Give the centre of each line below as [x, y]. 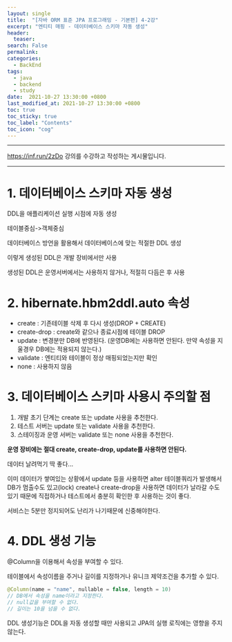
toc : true [21, 110]
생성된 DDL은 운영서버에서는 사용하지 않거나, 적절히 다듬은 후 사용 [96, 272]
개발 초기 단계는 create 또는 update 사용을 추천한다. [88, 417]
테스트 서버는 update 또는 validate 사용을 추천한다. [86, 426]
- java [23, 78]
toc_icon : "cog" [30, 129]
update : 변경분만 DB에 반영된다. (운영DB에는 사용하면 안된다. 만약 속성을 [116, 341]
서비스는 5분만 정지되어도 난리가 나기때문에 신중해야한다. [84, 511]
